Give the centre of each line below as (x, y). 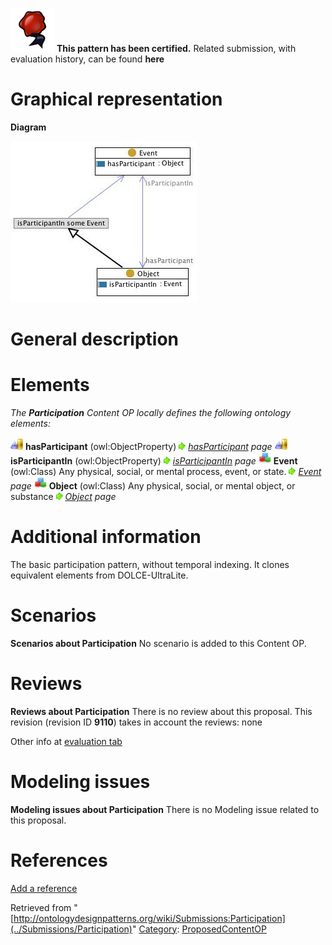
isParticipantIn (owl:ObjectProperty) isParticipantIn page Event (154, 461)
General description (94, 339)
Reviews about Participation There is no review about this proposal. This (161, 711)
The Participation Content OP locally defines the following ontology (151, 413)
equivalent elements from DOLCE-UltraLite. (99, 575)
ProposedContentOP (224, 929)
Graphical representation (116, 99)
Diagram (28, 127)
